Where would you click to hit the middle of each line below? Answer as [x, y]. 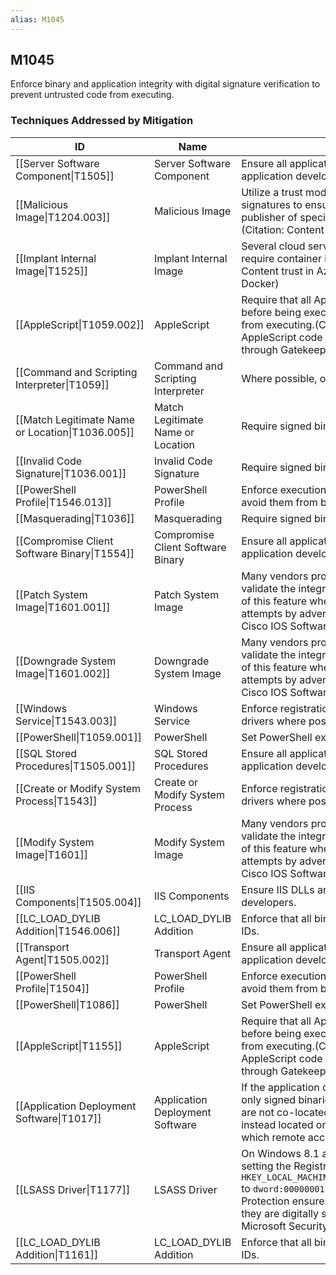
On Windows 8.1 [280, 1153]
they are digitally [280, 1213]
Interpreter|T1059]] [62, 384]
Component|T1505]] [65, 176]
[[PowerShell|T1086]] [67, 1004]
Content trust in [278, 271]
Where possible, [279, 378]
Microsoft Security [284, 1226]
